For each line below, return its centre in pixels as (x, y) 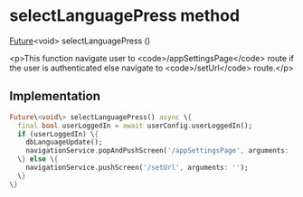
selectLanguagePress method (125, 16)
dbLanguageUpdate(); (64, 142)
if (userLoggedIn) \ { (58, 134)
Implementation (55, 96)
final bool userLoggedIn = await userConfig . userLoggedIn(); (135, 126)
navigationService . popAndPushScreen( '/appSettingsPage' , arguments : (157, 151)
